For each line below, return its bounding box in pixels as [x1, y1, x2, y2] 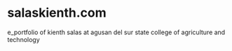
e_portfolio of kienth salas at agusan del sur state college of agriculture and [7, 28, 226, 36]
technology [7, 35, 40, 43]
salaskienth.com [7, 5, 107, 21]
